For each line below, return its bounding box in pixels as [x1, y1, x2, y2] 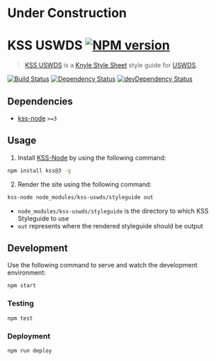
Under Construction [7, 5, 127, 21]
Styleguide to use [17, 214, 69, 223]
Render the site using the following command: [17, 179, 152, 189]
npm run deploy [7, 347, 52, 354]
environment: [7, 268, 46, 277]
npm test [7, 314, 33, 322]
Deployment [7, 331, 51, 341]
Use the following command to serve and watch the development [7, 261, 198, 270]
